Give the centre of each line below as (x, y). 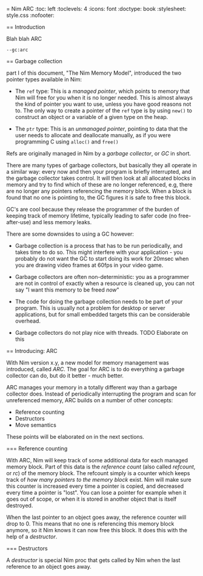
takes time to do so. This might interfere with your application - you (99, 252)
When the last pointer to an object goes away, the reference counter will (96, 517)
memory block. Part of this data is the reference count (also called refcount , (101, 467)
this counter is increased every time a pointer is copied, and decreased (95, 486)
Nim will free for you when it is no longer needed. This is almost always (104, 98)
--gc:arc (17, 50)
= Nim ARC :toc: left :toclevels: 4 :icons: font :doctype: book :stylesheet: (96, 9)
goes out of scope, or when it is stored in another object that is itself (92, 499)
